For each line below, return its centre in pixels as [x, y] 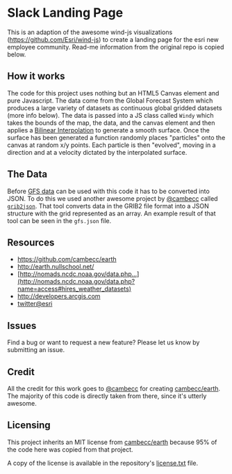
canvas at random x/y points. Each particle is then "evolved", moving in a [112, 145]
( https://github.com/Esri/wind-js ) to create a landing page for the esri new [113, 39]
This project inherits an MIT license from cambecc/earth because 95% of [112, 442]
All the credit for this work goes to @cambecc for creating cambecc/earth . [114, 389]
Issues [22, 326]
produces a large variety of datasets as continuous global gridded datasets [115, 108]
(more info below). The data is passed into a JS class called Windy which [110, 115]
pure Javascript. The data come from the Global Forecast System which [110, 100]
